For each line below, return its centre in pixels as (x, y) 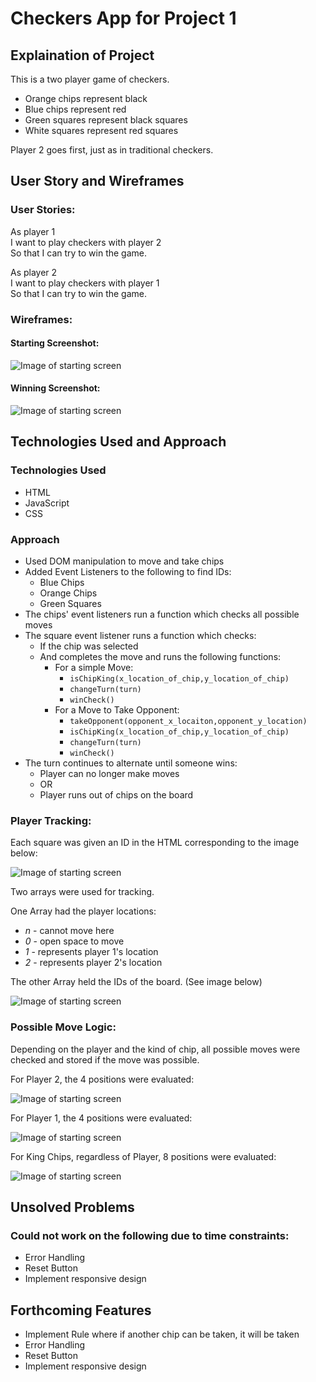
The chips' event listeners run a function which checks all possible (162, 614)
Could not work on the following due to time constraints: (150, 1235)
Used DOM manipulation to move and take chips (124, 561)
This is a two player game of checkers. (90, 79)
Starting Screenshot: (55, 343)
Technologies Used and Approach (118, 442)
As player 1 (33, 231)
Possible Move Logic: (63, 1027)
